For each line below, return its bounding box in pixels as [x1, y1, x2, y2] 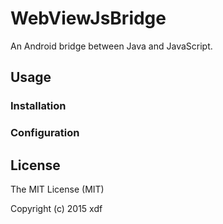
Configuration [10, 126, 80, 140]
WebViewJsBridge [10, 7, 167, 30]
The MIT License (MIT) [10, 183, 105, 195]
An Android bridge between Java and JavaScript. [10, 40, 213, 52]
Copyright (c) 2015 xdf [10, 202, 103, 214]
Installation [10, 99, 67, 113]
